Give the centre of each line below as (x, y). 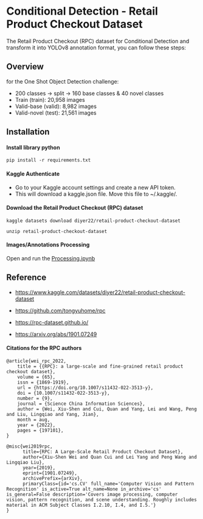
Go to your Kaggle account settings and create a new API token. (95, 187)
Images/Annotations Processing (48, 245)
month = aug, (34, 420)
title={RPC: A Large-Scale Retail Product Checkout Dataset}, (103, 452)
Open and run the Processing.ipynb (51, 258)
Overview (25, 67)
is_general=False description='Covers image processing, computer (92, 494)
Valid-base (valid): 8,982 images (56, 106)
